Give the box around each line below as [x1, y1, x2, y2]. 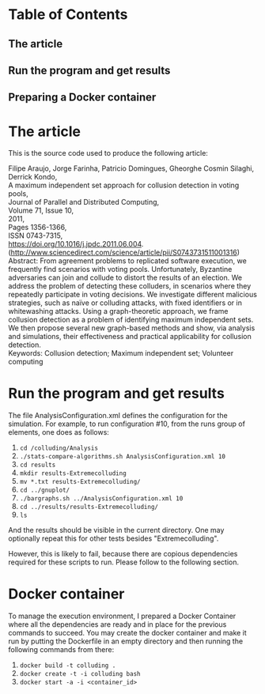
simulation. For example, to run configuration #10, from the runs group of [8, 419, 245, 428]
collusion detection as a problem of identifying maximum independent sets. [8, 315, 254, 325]
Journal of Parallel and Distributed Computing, [8, 198, 160, 207]
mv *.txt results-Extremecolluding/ [19, 478, 141, 486]
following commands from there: [8, 645, 115, 654]
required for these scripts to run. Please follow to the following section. [8, 557, 240, 567]
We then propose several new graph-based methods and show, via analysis [8, 323, 256, 333]
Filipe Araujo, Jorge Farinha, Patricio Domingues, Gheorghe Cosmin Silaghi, [8, 164, 255, 173]
